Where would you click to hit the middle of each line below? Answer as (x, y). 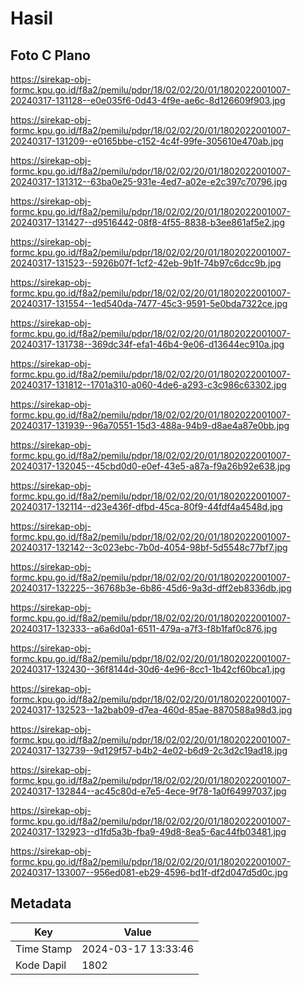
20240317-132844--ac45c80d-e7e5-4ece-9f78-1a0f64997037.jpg (148, 791)
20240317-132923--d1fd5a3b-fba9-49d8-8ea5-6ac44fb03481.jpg (148, 831)
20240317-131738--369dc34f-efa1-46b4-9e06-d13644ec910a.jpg (147, 344)
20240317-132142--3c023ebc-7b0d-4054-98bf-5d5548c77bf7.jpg (149, 547)
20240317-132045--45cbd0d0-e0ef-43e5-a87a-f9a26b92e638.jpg (150, 466)
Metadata (41, 903)
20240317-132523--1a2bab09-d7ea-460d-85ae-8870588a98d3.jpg (151, 710)
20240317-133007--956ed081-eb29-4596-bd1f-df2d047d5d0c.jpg (149, 872)
